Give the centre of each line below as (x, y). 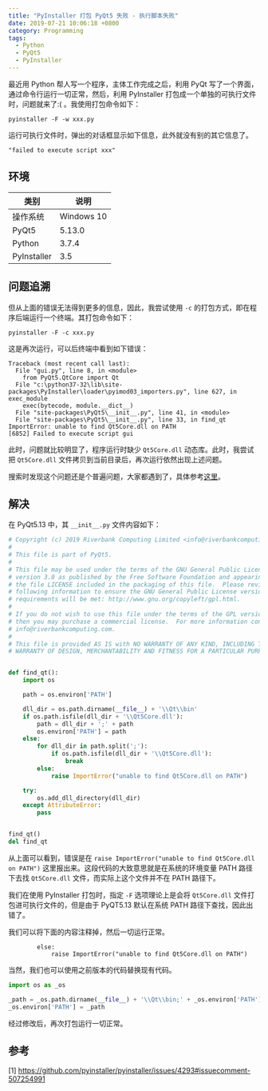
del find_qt (28, 842)
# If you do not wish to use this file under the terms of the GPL (123, 614)
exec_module (28, 398)
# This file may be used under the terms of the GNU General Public (124, 569)
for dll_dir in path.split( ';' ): (93, 746)
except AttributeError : (62, 805)
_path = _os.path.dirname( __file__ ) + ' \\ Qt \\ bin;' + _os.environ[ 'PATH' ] (135, 999)
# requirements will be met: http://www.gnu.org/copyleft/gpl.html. (124, 599)
